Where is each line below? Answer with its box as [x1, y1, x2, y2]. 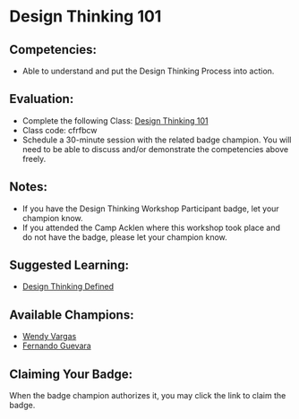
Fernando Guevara [21, 340, 91, 351]
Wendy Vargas [21, 331, 77, 342]
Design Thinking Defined [21, 281, 115, 292]
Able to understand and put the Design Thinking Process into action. [21, 65, 275, 76]
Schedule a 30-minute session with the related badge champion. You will [21, 134, 293, 145]
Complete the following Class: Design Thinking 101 [21, 115, 209, 126]
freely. [21, 153, 47, 164]
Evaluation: [9, 91, 74, 107]
